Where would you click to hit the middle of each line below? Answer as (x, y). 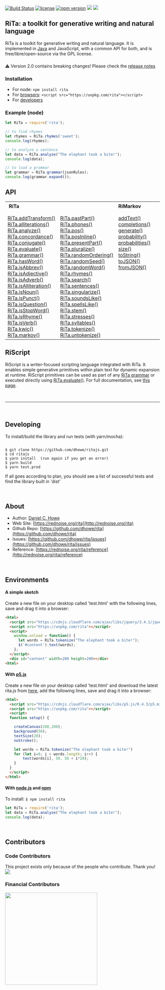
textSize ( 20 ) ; (28, 736)
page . (11, 385)
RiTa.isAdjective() (28, 273)
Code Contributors (28, 856)
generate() (131, 230)
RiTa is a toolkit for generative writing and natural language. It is (69, 43)
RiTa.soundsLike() (81, 298)
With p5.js (16, 674)
